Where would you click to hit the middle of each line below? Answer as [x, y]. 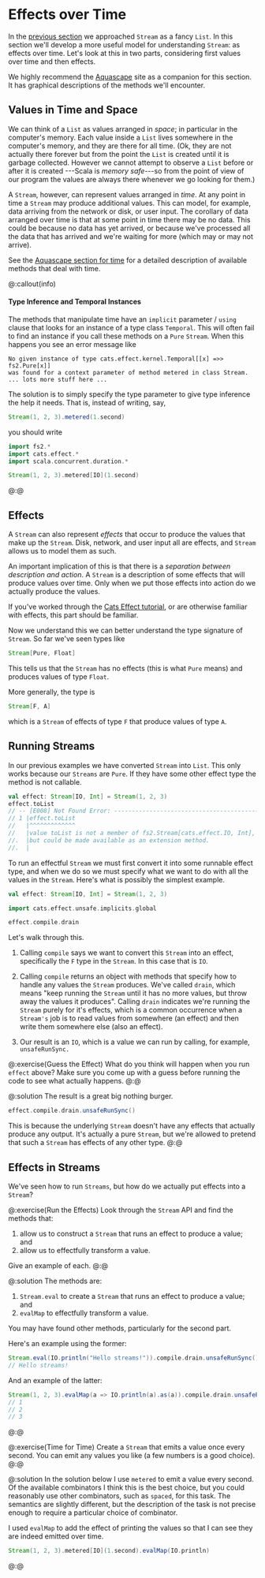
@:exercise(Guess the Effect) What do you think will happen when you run [129, 1064]
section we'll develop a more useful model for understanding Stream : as [124, 44]
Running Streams [52, 746]
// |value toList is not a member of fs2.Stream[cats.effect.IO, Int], [132, 834]
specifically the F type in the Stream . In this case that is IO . [114, 961]
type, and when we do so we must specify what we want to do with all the [128, 871]
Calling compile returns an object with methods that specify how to [128, 976]
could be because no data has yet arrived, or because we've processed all [129, 228]
